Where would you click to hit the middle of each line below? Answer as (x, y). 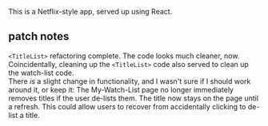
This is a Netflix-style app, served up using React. (90, 12)
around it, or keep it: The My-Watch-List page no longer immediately (121, 89)
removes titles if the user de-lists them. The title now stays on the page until (133, 98)
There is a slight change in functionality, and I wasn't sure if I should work (130, 81)
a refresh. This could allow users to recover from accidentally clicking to (127, 106)
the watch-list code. (41, 73)
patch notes (39, 36)
